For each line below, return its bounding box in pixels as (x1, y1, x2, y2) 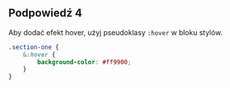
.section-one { (8, 43, 60, 51)
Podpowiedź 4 (8, 6, 82, 20)
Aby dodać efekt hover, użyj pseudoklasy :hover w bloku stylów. (8, 27, 224, 37)
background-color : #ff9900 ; (37, 58, 132, 66)
